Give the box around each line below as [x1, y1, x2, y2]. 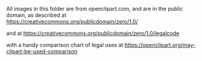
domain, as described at [6, 11, 67, 19]
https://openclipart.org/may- [124, 42, 195, 48]
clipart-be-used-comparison [6, 48, 77, 55]
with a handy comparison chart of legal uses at [6, 42, 123, 48]
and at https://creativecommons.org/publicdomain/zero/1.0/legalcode [6, 30, 180, 37]
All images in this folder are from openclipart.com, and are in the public [6, 5, 183, 12]
